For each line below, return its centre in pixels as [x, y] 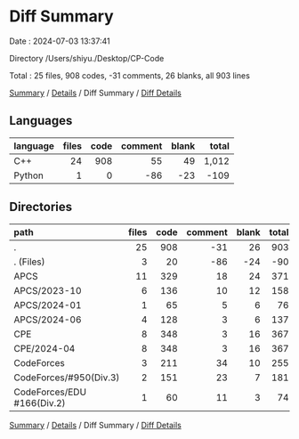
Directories [41, 207]
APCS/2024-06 [48, 320]
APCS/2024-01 [48, 305]
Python [29, 175]
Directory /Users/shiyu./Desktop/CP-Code [87, 58]
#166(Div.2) [40, 402]
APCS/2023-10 [48, 290]
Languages [41, 121]
